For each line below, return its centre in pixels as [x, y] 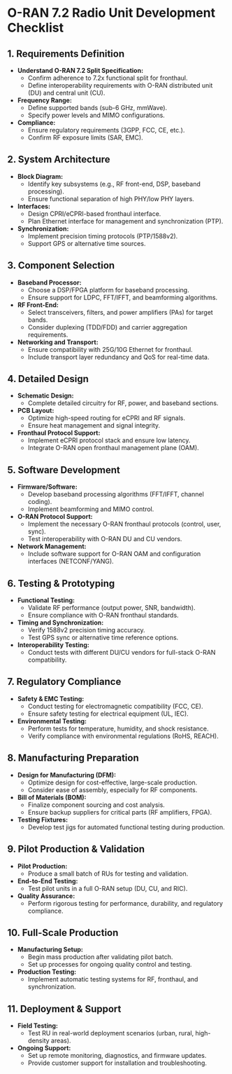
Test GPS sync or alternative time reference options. [103, 638]
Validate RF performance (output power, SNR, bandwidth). [111, 608]
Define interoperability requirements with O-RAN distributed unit [120, 85]
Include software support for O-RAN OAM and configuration [114, 554]
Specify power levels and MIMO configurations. [96, 115]
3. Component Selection [61, 265]
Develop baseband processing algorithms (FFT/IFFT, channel [116, 494]
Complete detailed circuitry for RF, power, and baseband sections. [123, 403]
